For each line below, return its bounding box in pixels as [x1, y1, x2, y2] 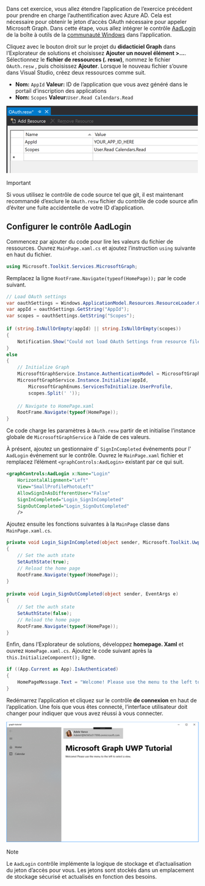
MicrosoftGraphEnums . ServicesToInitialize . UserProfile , [28, 383, 173, 390]
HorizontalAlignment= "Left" [17, 477, 88, 484]
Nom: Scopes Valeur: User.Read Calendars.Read [15, 94, 134, 101]
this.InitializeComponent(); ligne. [6, 653, 96, 661]
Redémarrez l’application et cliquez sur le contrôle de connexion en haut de [6, 696, 197, 704]
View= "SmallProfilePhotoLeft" [17, 484, 95, 490]
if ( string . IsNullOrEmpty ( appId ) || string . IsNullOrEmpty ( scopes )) [6, 326, 182, 332]
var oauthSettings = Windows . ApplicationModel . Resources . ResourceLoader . [6, 300, 198, 306]
